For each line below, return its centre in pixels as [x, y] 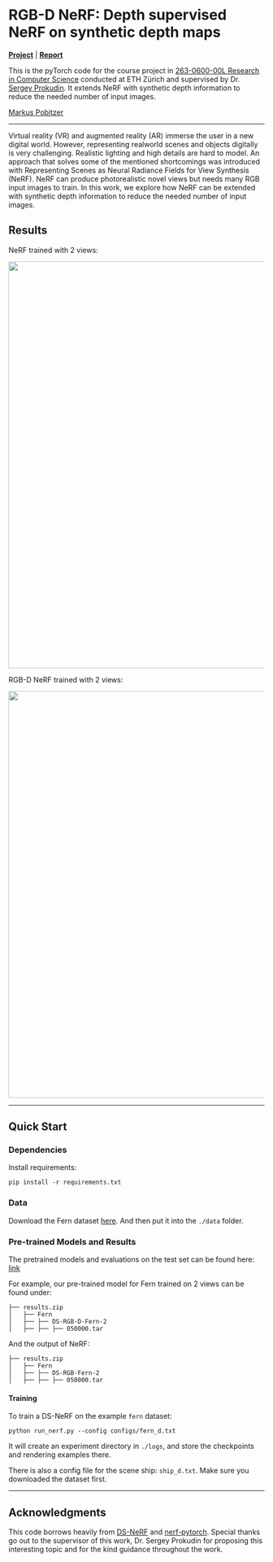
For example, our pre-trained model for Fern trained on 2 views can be [126, 1284]
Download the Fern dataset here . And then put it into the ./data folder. [126, 1220]
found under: [30, 1293]
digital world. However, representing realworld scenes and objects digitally [133, 144]
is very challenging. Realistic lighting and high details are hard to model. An [134, 153]
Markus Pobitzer [36, 112]
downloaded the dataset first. [58, 1479]
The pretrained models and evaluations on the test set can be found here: [131, 1259]
